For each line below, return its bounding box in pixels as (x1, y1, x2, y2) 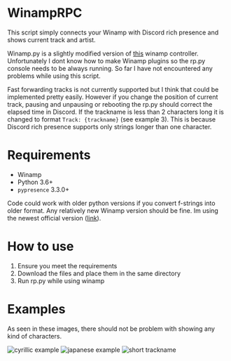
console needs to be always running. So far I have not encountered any (7, 64, 213, 72)
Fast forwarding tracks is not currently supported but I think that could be (7, 85, 219, 93)
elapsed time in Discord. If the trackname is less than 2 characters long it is (7, 107, 224, 116)
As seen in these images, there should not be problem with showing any (7, 324, 216, 333)
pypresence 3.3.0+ (17, 185, 70, 194)
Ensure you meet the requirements (17, 261, 118, 270)
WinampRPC (7, 5, 83, 21)
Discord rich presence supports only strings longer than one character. (7, 122, 212, 131)
